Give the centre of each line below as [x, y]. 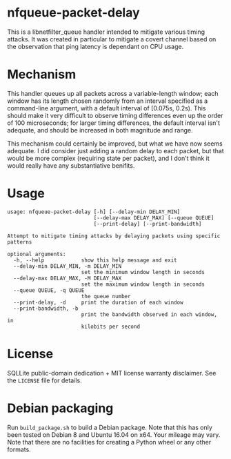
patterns [20, 242]
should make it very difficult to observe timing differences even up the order [115, 115]
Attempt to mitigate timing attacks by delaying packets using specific [114, 236]
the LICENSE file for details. [44, 380]
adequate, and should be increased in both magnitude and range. [100, 130]
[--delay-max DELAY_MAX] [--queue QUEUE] [154, 218]
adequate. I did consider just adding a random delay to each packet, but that [115, 150]
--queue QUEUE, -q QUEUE [49, 290]
